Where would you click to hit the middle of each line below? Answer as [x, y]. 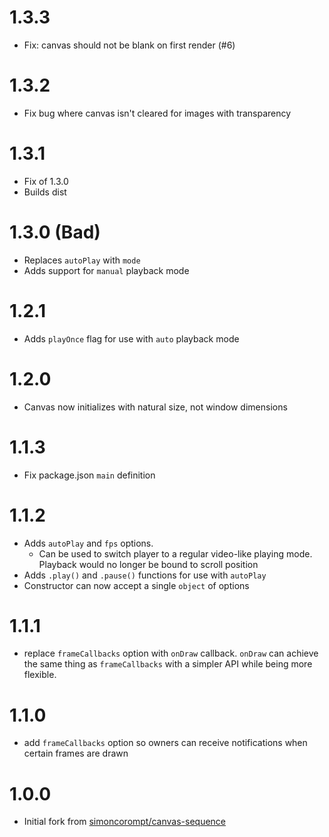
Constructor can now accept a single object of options [136, 585]
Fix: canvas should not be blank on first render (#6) [129, 45]
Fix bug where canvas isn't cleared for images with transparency [157, 113]
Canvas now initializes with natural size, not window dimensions [155, 407]
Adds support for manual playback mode [106, 270]
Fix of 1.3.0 [46, 181]
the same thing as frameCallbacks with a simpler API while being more [168, 664]
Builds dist [45, 192]
